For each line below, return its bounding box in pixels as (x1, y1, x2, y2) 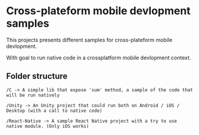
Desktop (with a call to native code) (6, 108, 102, 114)
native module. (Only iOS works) (6, 123, 89, 129)
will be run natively (6, 92, 60, 98)
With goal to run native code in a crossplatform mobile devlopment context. (6, 54, 191, 61)
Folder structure (6, 71, 68, 81)
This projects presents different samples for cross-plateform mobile (6, 36, 173, 43)
